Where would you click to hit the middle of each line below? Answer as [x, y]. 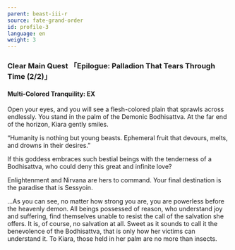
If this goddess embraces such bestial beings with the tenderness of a [109, 159]
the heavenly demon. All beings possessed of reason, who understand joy [115, 209]
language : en [26, 33]
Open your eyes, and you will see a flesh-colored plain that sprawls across [116, 109]
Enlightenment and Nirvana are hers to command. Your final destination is [114, 180]
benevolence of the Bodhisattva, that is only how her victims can [101, 231]
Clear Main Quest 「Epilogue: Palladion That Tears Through [111, 66]
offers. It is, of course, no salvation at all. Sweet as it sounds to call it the [113, 224]
